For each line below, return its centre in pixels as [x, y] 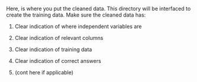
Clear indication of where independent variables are [78, 26]
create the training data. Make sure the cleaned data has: [76, 15]
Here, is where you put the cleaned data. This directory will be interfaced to [99, 9]
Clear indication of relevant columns [59, 38]
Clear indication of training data [53, 49]
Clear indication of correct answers [58, 61]
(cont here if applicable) [44, 72]
